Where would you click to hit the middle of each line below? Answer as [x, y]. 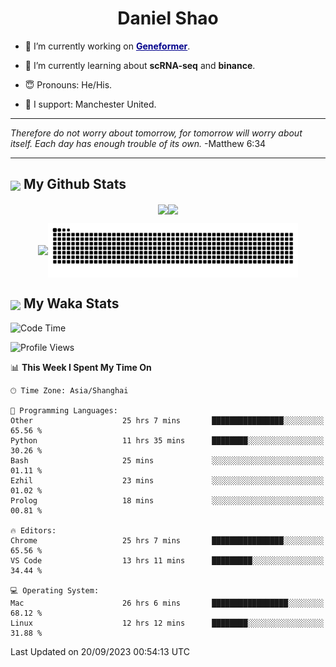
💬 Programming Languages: [64, 410]
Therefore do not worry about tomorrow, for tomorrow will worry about [156, 133]
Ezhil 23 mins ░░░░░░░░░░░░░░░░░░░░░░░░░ [167, 480]
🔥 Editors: [33, 530]
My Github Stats [75, 184]
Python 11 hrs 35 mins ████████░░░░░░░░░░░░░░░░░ [167, 440]
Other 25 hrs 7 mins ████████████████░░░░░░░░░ [167, 420]
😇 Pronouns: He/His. [68, 84]
